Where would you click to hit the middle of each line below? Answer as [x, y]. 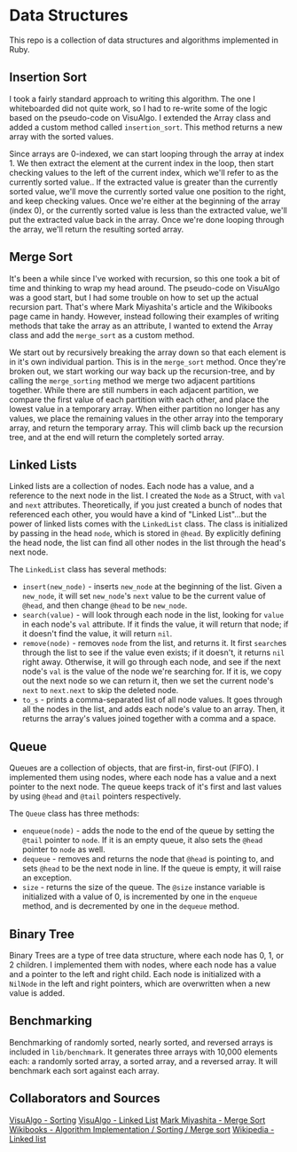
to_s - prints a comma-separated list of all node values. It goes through [152, 700]
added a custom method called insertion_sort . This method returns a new [146, 127]
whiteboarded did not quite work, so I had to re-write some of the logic [138, 108]
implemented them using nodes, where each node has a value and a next [143, 777]
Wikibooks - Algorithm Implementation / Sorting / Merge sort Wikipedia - [142, 1129]
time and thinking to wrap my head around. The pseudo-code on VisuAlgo [145, 288]
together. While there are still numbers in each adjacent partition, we [134, 390]
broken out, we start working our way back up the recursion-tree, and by [142, 371]
